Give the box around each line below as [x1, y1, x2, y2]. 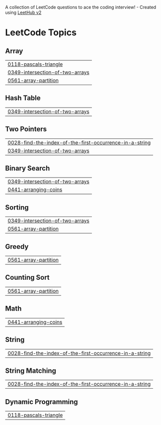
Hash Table [5, 94, 41, 103]
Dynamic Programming [5, 398, 78, 406]
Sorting [5, 203, 29, 212]
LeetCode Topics [5, 27, 77, 38]
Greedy [5, 242, 29, 251]
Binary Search [5, 164, 50, 173]
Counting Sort [5, 273, 50, 282]
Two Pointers [5, 125, 47, 133]
